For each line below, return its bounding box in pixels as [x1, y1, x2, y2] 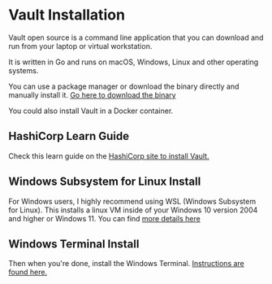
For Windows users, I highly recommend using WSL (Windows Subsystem [8, 196, 257, 206]
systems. [8, 65, 39, 75]
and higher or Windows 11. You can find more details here [8, 213, 201, 223]
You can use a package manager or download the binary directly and [8, 81, 240, 91]
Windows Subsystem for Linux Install [8, 175, 201, 189]
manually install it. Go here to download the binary [8, 90, 176, 99]
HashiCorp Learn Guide [8, 129, 130, 143]
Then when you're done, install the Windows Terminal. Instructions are [8, 259, 245, 269]
